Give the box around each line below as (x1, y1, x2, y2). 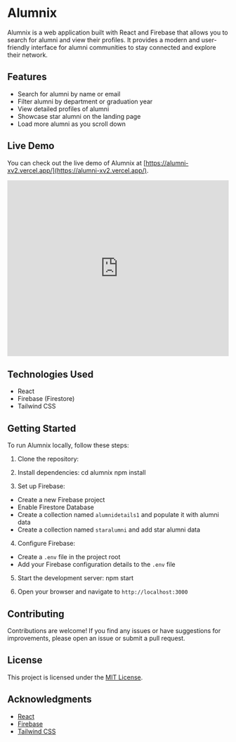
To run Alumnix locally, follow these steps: (7, 441, 129, 449)
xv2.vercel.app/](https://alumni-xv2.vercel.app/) (7, 166, 147, 174)
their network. (7, 51, 48, 59)
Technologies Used (7, 368, 93, 380)
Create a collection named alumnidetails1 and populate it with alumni (17, 511, 219, 519)
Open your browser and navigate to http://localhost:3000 (17, 587, 188, 596)
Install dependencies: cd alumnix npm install (17, 468, 146, 477)
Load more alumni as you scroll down (17, 120, 126, 128)
